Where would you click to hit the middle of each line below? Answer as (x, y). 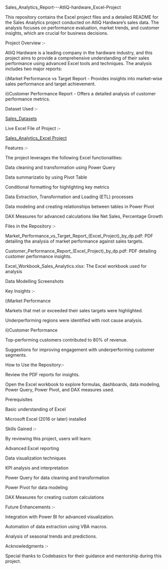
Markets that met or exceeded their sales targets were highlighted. (74, 310)
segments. (16, 355)
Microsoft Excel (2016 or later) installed (46, 419)
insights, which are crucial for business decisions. (57, 33)
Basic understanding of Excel (36, 409)
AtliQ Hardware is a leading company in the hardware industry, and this (79, 53)
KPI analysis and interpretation (37, 468)
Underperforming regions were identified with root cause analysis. (74, 320)
